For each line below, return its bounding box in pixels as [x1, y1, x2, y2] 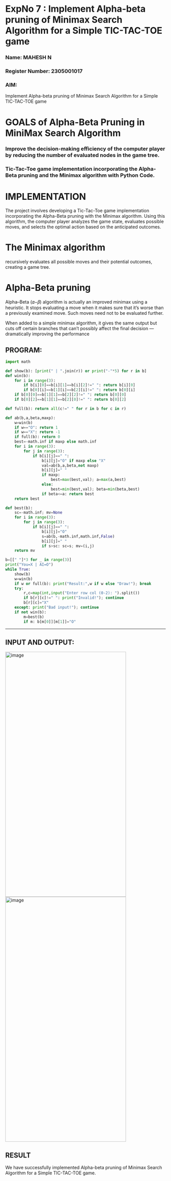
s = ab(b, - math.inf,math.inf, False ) [41, 534, 115, 539]
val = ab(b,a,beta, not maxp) [41, 463, 99, 468]
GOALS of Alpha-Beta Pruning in [5, 116, 145, 128]
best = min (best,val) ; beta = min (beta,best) [50, 487, 140, 492]
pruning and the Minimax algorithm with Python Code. [18, 172, 155, 179]
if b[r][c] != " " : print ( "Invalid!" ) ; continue [23, 595, 124, 600]
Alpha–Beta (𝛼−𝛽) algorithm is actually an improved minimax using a [5, 299, 148, 305]
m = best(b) [23, 614, 44, 619]
